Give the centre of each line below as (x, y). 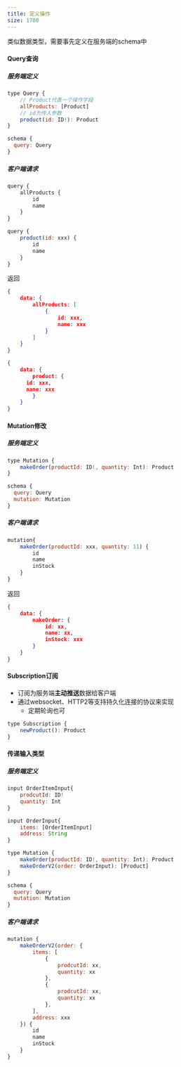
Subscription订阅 (33, 676)
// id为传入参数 (41, 113)
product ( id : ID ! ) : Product (59, 119)
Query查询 (23, 59)
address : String (44, 834)
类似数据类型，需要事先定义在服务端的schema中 (77, 41)
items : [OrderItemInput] (56, 827)
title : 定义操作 (29, 14)
